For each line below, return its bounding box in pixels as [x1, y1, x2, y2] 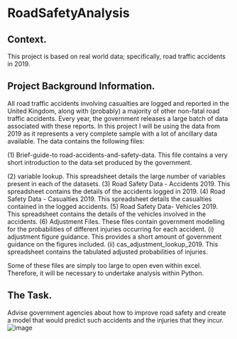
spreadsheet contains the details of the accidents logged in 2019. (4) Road [7, 187, 226, 195]
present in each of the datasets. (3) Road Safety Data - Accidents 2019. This [7, 179, 231, 188]
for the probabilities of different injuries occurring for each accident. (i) [7, 225, 214, 233]
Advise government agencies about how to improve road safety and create [7, 308, 226, 317]
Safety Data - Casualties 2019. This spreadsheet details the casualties [7, 194, 212, 203]
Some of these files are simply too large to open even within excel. [7, 261, 202, 269]
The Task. [7, 289, 53, 301]
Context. [7, 33, 48, 45]
